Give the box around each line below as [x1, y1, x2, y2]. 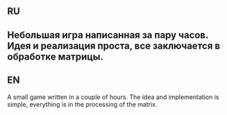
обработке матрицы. [7, 51, 104, 62]
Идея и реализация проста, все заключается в [7, 39, 221, 51]
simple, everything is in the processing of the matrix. [7, 100, 158, 108]
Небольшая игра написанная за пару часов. [7, 29, 209, 41]
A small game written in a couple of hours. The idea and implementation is [7, 93, 219, 101]
